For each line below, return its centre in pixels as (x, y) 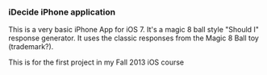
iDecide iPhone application (62, 12)
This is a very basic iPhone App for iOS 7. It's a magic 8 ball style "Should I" (134, 30)
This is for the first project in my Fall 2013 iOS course (96, 62)
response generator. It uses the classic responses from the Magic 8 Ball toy (134, 38)
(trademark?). (31, 47)
